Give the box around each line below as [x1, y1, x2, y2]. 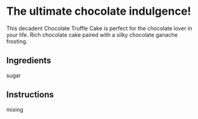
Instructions [6, 90, 54, 100]
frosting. [6, 37, 28, 45]
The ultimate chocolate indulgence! [6, 4, 191, 18]
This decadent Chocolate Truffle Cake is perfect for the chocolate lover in [6, 25, 192, 32]
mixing [6, 106, 23, 113]
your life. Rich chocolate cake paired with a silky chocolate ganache [6, 31, 178, 38]
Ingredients [6, 55, 51, 66]
